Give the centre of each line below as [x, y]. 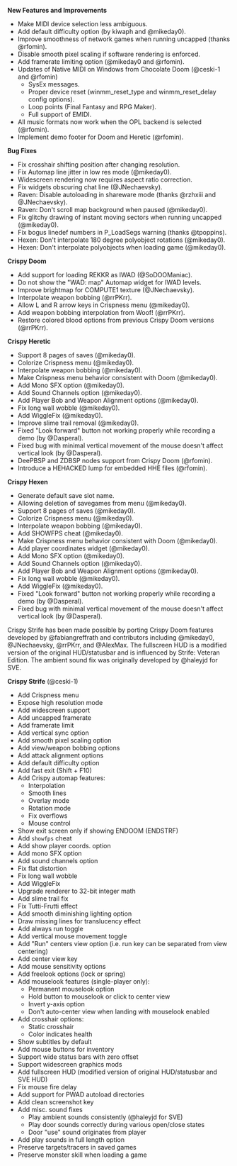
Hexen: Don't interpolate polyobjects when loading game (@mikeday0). [122, 247]
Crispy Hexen [28, 482]
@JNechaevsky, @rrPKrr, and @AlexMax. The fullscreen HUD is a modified [117, 645]
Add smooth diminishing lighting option [75, 914]
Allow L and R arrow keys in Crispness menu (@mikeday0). [104, 305]
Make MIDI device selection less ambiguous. [82, 24]
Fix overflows [48, 816]
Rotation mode [50, 808]
